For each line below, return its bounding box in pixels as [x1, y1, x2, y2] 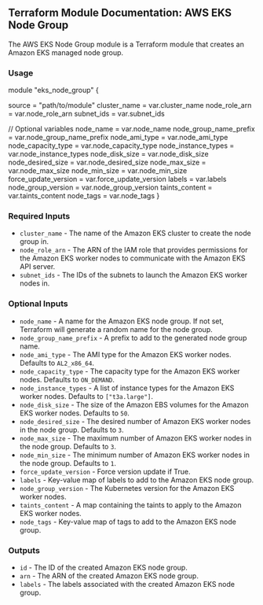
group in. [19, 237, 49, 246]
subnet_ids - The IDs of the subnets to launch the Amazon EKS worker [19, 271, 248, 280]
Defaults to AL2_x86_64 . [19, 358, 94, 367]
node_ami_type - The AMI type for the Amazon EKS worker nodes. [19, 349, 232, 359]
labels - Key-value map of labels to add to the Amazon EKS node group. [19, 475, 254, 485]
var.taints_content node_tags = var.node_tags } [8, 191, 160, 201]
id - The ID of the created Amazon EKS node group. [19, 563, 188, 572]
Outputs [8, 544, 41, 555]
